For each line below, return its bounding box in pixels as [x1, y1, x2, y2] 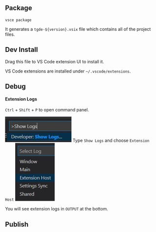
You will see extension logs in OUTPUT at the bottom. [5, 206, 109, 212]
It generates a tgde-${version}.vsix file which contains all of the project [5, 26, 151, 32]
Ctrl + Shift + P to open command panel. [5, 107, 89, 113]
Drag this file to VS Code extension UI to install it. [5, 58, 104, 64]
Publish [5, 220, 29, 229]
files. [5, 31, 15, 37]
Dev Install [5, 46, 38, 54]
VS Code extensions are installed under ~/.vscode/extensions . [5, 68, 131, 74]
